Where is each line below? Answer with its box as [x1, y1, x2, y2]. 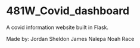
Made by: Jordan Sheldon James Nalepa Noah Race [6, 35, 135, 42]
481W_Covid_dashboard [6, 4, 130, 18]
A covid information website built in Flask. [6, 24, 109, 31]
